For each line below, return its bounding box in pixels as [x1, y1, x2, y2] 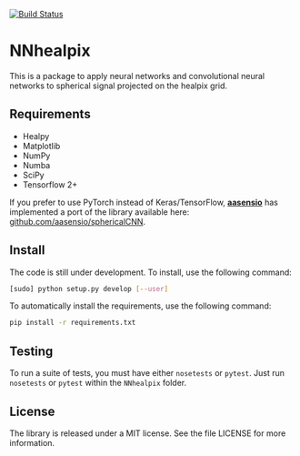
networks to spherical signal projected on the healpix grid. [9, 80, 228, 91]
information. [9, 437, 55, 448]
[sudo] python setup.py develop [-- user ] [9, 284, 169, 293]
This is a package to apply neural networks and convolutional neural [9, 70, 265, 81]
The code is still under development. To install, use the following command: [9, 267, 293, 278]
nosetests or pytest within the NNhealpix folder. [9, 378, 187, 389]
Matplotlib [22, 140, 61, 151]
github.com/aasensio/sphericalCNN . [9, 216, 146, 227]
